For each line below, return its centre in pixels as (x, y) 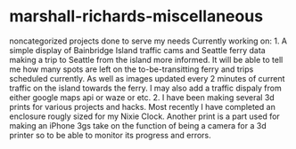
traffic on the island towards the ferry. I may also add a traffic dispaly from (146, 88)
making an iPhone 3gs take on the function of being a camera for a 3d (138, 125)
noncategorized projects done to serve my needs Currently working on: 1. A (148, 41)
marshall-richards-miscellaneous (136, 16)
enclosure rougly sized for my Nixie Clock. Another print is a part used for (145, 116)
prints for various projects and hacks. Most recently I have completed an (143, 106)
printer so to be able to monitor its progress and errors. (110, 135)
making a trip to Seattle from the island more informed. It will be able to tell (146, 59)
